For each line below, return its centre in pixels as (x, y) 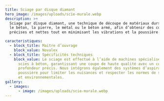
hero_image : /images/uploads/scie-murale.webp (53, 14)
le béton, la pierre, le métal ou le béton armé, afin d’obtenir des (82, 28)
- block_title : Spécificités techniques (51, 55)
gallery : (14, 82)
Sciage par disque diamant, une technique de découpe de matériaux (80, 23)
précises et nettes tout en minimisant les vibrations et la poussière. (85, 32)
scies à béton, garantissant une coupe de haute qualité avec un (86, 64)
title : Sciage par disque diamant (40, 10)
